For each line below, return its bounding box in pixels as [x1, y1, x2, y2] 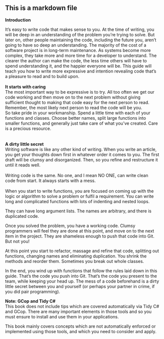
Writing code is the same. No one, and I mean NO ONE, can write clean [5, 172, 148, 178]
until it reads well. [5, 162, 41, 168]
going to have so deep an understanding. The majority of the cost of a [5, 42, 147, 48]
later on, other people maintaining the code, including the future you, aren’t [5, 37, 157, 43]
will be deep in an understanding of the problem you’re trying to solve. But [5, 31, 155, 37]
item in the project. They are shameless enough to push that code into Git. [5, 233, 155, 239]
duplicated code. [5, 213, 39, 219]
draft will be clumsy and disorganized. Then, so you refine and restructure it [5, 156, 158, 162]
